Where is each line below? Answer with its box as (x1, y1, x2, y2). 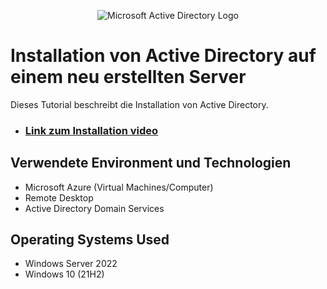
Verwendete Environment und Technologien (10, 155, 292, 172)
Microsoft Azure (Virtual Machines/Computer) (24, 181, 214, 193)
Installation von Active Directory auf (10, 45, 317, 67)
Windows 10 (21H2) (24, 268, 105, 280)
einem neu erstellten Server (10, 66, 247, 89)
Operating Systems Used (10, 231, 170, 249)
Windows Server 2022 (24, 258, 118, 270)
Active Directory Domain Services (24, 202, 165, 214)
